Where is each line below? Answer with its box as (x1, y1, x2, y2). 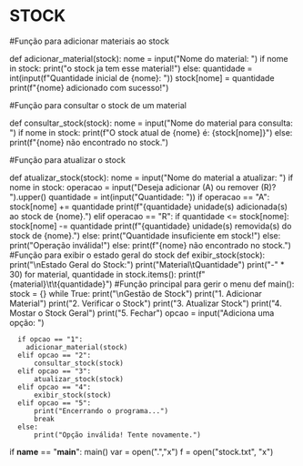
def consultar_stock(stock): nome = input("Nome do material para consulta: (9, 117, 293, 128)
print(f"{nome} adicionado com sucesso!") (9, 82, 169, 93)
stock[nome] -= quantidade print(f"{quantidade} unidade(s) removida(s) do (9, 220, 292, 231)
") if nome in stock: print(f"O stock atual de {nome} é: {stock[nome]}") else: (9, 127, 293, 137)
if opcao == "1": (17, 334, 84, 344)
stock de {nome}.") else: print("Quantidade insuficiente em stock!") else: (9, 229, 281, 241)
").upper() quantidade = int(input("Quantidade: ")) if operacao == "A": (9, 191, 270, 202)
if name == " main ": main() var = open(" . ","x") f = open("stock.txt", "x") (9, 446, 274, 457)
